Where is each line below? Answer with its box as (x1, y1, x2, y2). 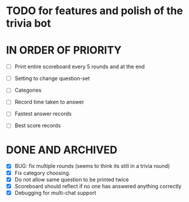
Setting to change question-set (14, 75, 90, 82)
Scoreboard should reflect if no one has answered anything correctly (14, 183, 182, 190)
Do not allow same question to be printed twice (14, 175, 129, 183)
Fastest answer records (14, 110, 72, 117)
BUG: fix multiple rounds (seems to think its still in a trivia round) (14, 163, 170, 170)
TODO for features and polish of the (6, 4, 183, 18)
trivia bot (6, 16, 51, 30)
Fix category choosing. (14, 169, 70, 176)
